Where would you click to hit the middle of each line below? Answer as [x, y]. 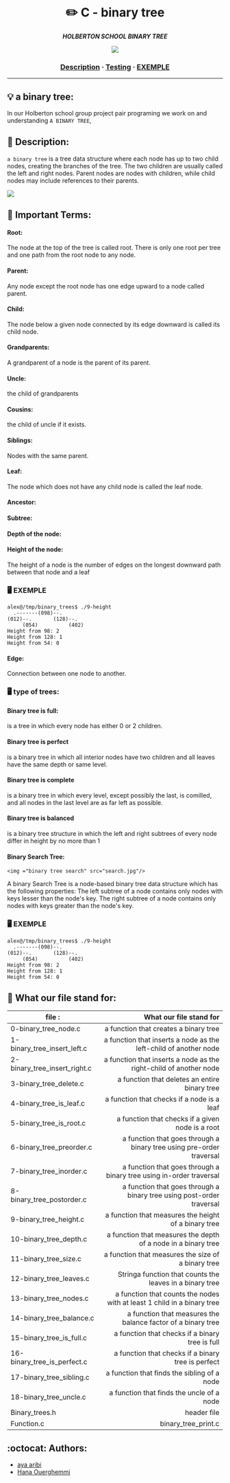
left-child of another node [178, 1049]
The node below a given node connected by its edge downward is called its [114, 324]
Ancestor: [22, 502]
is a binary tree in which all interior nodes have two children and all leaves [111, 757]
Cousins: [20, 409]
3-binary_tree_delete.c [47, 1084]
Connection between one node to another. [67, 674]
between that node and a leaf [49, 572]
